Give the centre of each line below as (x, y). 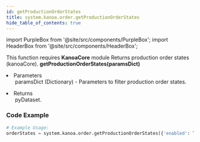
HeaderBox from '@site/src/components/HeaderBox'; (72, 46)
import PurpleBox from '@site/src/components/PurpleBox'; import (87, 40)
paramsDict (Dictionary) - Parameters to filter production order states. (101, 82)
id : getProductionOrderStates (44, 12)
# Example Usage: (28, 128)
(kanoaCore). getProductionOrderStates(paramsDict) (73, 64)
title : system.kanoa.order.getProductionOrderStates (73, 17)
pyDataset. (28, 100)
